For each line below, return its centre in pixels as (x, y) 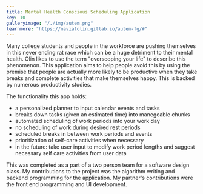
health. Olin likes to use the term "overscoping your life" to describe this (96, 59)
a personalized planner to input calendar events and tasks (87, 108)
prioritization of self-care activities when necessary (79, 141)
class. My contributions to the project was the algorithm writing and (91, 172)
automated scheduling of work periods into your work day (88, 121)
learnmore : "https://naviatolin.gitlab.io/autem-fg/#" (77, 29)
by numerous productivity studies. (49, 85)
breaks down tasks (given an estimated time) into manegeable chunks (102, 115)
